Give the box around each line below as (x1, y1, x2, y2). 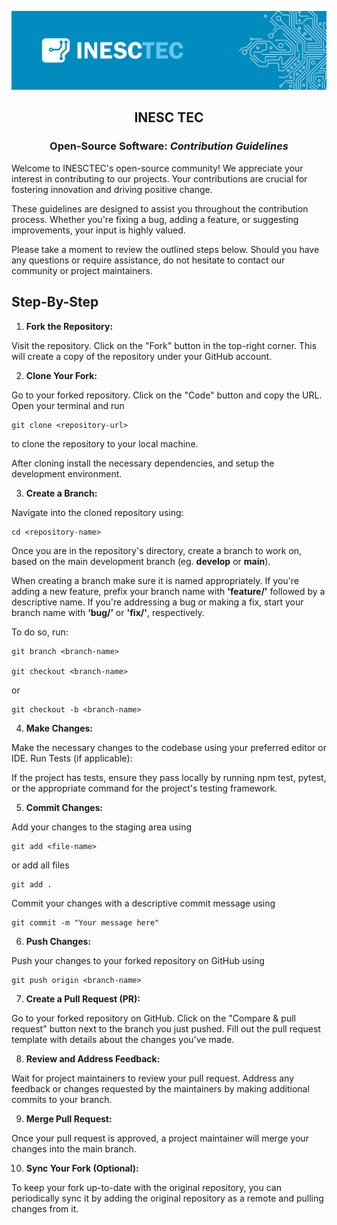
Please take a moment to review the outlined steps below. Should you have (11, 243, 320, 255)
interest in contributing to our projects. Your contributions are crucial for (11, 172, 308, 185)
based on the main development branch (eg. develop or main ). (11, 555, 271, 567)
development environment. (11, 467, 123, 480)
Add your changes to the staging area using (11, 821, 193, 833)
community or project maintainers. (11, 264, 154, 276)
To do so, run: (11, 626, 69, 638)
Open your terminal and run (11, 399, 125, 411)
